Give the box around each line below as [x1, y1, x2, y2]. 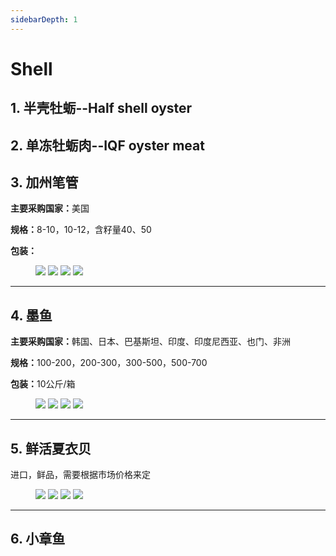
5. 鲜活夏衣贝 [10, 440, 92, 457]
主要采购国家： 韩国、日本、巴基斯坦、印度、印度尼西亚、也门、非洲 [10, 336, 291, 348]
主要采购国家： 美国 [10, 202, 90, 215]
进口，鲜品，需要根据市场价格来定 [10, 469, 151, 481]
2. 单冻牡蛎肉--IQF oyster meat [10, 137, 205, 154]
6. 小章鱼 [10, 531, 66, 548]
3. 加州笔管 [10, 174, 79, 191]
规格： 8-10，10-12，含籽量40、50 [10, 224, 152, 236]
